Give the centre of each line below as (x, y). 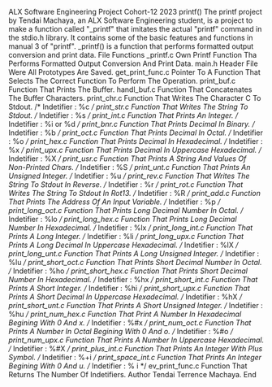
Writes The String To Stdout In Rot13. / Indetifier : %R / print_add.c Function (135, 193)
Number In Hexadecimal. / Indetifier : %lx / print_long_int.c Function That (131, 228)
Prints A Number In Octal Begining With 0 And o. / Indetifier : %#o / (121, 331)
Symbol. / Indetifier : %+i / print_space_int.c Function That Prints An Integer (135, 357)
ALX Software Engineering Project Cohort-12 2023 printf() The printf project (135, 12)
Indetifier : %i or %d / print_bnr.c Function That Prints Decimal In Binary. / (132, 124)
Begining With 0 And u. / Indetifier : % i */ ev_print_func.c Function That (128, 366)
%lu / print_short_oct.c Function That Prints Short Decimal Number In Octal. (135, 262)
